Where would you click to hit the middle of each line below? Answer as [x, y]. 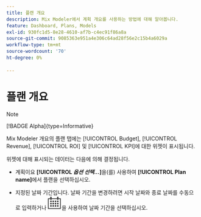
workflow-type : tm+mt [34, 45]
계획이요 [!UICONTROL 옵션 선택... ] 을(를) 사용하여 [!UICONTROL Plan [100, 172]
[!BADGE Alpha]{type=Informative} [50, 126]
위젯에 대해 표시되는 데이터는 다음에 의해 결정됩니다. [68, 159]
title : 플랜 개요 [26, 13]
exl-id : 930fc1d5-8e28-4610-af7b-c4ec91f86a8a [66, 32]
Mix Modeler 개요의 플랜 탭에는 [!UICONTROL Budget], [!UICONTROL [92, 138]
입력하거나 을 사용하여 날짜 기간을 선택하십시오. [85, 207]
